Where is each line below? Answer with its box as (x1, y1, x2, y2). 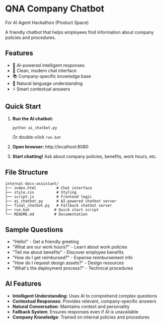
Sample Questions (5, 225, 64, 234)
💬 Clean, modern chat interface (12, 67, 77, 73)
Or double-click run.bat (12, 134, 62, 140)
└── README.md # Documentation (5, 212, 88, 217)
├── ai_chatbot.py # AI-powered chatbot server (5, 199, 117, 204)
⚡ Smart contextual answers (12, 86, 71, 92)
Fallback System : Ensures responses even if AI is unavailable (12, 309, 139, 315)
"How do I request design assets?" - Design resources (12, 260, 124, 266)
